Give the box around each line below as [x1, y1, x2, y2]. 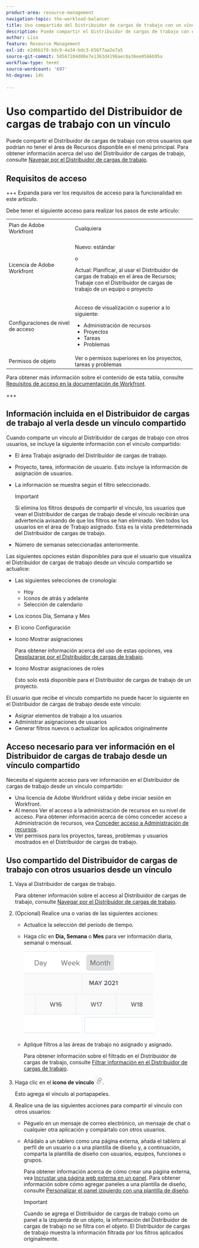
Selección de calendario [23, 601, 83, 608]
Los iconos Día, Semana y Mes [14, 612, 90, 620]
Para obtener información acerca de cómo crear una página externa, [23, 1168, 191, 1175]
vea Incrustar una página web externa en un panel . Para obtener [23, 1174, 181, 1181]
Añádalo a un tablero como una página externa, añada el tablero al [23, 1137, 186, 1145]
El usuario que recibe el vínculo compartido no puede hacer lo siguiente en [6, 694, 190, 701]
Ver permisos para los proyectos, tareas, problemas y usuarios [14, 832, 168, 839]
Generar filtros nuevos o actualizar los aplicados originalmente [14, 724, 168, 731]
